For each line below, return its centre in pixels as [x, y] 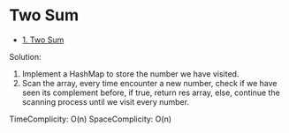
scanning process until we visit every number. [106, 101]
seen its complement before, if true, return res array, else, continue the [151, 92]
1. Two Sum [43, 40]
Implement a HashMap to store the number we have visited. [130, 74]
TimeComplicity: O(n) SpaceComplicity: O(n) [91, 119]
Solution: [25, 56]
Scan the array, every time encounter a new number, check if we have [149, 83]
